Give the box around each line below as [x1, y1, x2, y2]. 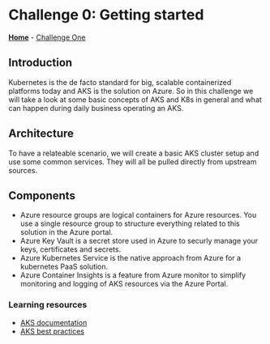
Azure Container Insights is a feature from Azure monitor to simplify [19, 270, 246, 280]
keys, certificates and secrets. [19, 244, 122, 254]
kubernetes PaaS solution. [19, 261, 109, 272]
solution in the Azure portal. [19, 227, 114, 237]
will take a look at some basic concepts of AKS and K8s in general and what [8, 95, 262, 104]
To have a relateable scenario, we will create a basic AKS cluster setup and [8, 148, 259, 158]
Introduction [8, 56, 73, 70]
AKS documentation [19, 317, 88, 327]
